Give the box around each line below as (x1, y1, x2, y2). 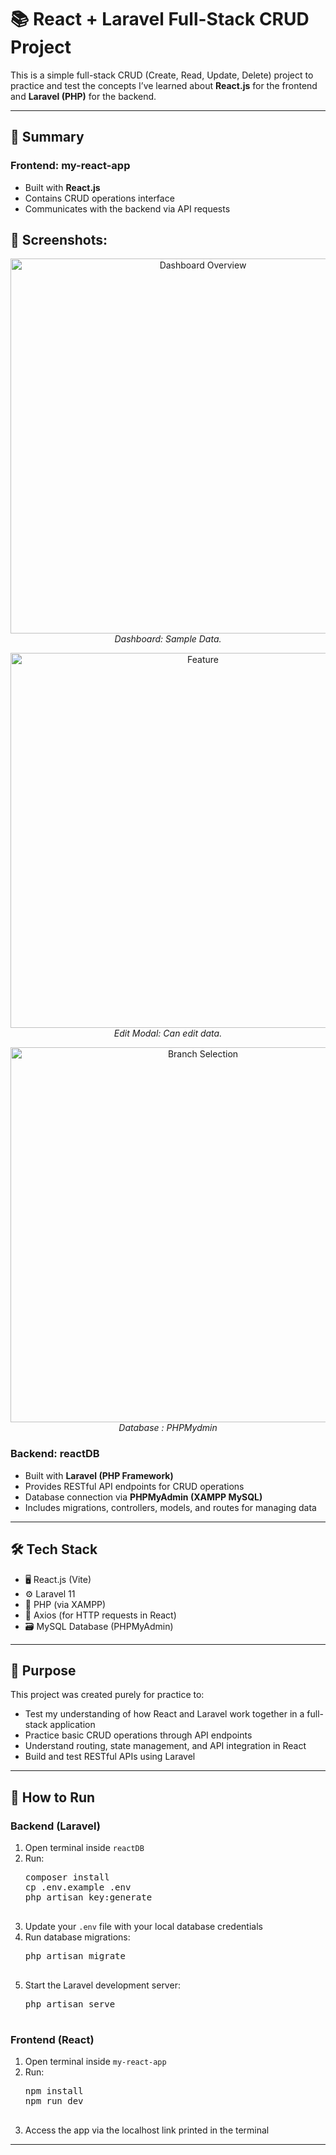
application (49, 1719, 96, 1731)
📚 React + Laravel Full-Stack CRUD (10, 8, 310, 31)
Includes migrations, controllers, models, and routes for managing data (24, 1501, 317, 1513)
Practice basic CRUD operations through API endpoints (24, 1729, 253, 1741)
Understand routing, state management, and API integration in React (24, 1740, 307, 1752)
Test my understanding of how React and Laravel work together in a (24, 1708, 305, 1720)
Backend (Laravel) (10, 1819, 101, 1833)
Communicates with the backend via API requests (24, 202, 231, 215)
